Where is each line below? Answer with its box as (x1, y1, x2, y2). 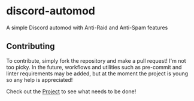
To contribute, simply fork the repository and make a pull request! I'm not (6, 57, 187, 64)
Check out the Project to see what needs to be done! (6, 88, 137, 95)
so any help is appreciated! (6, 76, 73, 83)
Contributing (6, 41, 55, 51)
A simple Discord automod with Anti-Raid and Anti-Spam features (6, 24, 168, 31)
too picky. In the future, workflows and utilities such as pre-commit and (6, 63, 182, 71)
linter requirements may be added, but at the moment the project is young (6, 70, 189, 77)
